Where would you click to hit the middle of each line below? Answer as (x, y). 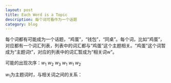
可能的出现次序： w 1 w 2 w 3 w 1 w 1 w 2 (43, 63)
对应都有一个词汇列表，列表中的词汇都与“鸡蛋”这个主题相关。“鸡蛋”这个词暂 (85, 46)
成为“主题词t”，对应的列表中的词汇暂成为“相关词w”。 (61, 52)
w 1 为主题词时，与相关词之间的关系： (44, 75)
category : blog (22, 24)
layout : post (19, 10)
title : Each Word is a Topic (36, 15)
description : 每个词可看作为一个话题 (41, 19)
